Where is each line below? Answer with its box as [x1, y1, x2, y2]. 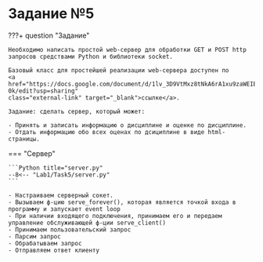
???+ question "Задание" [8, 31, 90, 40]
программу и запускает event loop [8, 205, 121, 213]
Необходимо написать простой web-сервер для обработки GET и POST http [8, 45, 247, 53]
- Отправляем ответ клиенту [8, 246, 100, 254]
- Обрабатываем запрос [8, 239, 82, 247]
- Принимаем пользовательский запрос [8, 225, 131, 234]
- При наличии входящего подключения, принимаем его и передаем [8, 212, 222, 220]
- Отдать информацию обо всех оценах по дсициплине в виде [8, 128, 205, 136]
